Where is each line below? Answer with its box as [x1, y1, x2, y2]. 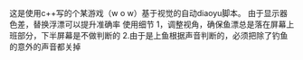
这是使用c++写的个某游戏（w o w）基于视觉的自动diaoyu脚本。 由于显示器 [9, 8, 288, 18]
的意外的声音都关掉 [9, 41, 81, 52]
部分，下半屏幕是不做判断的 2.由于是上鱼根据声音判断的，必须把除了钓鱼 [16, 30, 289, 40]
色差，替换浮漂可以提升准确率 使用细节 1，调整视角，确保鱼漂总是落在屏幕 [9, 19, 287, 30]
